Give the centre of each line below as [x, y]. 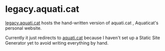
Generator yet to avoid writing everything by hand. [57, 43]
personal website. [23, 28]
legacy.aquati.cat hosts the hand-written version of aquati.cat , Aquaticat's [82, 23]
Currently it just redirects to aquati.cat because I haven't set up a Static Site [83, 38]
